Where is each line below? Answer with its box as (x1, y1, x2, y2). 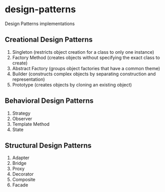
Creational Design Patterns (5, 35, 93, 44)
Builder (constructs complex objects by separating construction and (12, 71, 156, 77)
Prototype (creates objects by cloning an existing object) (12, 81, 132, 88)
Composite (12, 177, 36, 183)
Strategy (12, 110, 31, 116)
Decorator (12, 171, 34, 177)
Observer (12, 115, 33, 121)
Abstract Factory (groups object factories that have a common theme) (12, 65, 160, 71)
